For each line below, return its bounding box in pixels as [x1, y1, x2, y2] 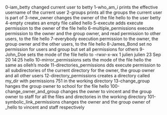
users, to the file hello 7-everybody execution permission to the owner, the [5, 36, 159, 42]
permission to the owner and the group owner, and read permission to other [5, 31, 161, 36]
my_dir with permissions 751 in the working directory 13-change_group [5, 78, 150, 84]
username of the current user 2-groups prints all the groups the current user [5, 9, 163, 15]
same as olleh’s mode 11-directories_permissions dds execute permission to [5, 62, 161, 68]
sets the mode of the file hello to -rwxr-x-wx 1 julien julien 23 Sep [27, 52, 161, 57]
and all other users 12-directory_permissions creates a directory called [5, 73, 150, 78]
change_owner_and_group [5, 89, 60, 94]
